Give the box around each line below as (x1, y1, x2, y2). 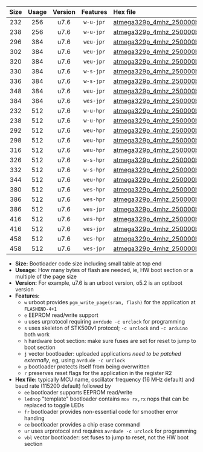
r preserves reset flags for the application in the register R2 (24, 370, 172, 376)
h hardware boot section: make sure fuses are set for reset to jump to (24, 337, 196, 344)
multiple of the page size (14, 273, 77, 280)
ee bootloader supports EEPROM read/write (24, 389, 133, 396)
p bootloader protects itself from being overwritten (24, 363, 150, 370)
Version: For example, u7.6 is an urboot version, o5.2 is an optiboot (14, 279, 183, 287)
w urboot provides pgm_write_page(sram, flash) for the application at (24, 299, 196, 305)
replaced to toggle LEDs (24, 402, 85, 408)
